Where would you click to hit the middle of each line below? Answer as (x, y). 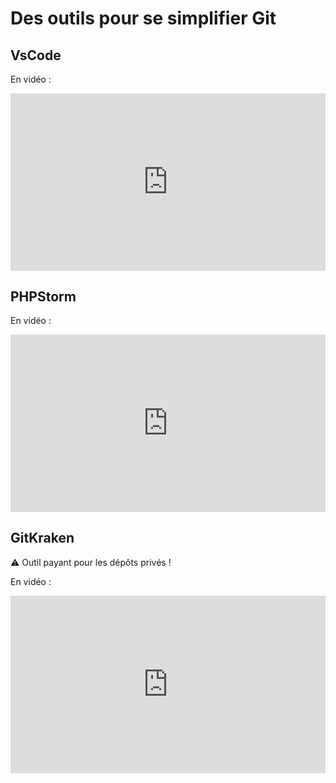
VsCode (36, 55)
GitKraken (42, 538)
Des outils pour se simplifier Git (143, 18)
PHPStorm (43, 296)
